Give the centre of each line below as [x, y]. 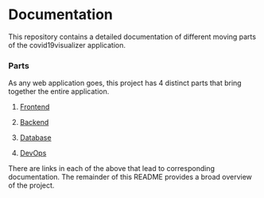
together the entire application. [59, 91]
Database [35, 138]
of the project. [31, 185]
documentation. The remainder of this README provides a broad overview [130, 177]
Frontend [35, 107]
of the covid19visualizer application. [67, 45]
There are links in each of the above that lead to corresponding [111, 169]
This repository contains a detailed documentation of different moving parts [132, 37]
